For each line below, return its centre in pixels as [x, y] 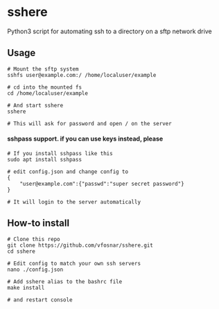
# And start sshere [35, 105]
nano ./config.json [35, 270]
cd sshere [21, 251]
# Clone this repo [34, 239]
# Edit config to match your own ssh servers [74, 263]
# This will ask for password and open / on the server [89, 123]
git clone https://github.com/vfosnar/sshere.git [80, 245]
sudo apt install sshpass [44, 159]
